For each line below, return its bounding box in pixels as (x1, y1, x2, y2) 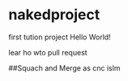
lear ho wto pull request (8, 47, 87, 57)
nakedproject (8, 6, 100, 24)
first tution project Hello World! (8, 32, 111, 42)
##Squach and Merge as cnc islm (8, 63, 121, 73)
